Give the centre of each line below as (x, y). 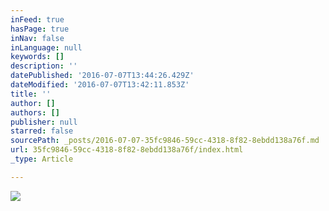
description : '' (44, 66)
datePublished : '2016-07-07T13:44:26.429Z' (102, 76)
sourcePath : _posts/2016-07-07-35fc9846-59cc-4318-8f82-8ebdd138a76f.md (165, 141)
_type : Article (42, 159)
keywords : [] (37, 57)
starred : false (42, 131)
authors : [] (35, 112)
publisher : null (44, 122)
